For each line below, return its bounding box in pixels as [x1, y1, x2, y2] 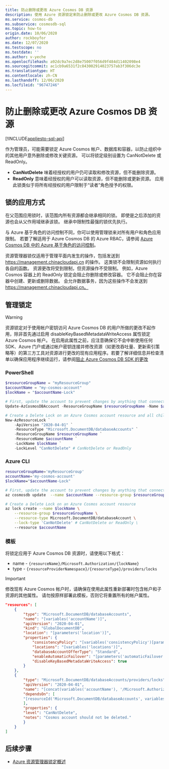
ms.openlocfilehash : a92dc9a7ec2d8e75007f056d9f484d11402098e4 [5, 59, 141, 64]
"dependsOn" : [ [23, 691, 55, 697]
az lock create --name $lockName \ [5, 506, 80, 511]
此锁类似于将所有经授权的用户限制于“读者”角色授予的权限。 [12, 182, 136, 188]
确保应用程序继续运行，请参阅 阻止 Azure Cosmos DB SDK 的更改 [14, 356, 148, 363]
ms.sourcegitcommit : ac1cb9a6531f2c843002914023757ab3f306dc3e [5, 64, 141, 69]
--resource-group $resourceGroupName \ [14, 511, 98, 516]
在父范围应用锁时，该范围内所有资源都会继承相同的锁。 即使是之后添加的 [5, 213, 156, 219]
